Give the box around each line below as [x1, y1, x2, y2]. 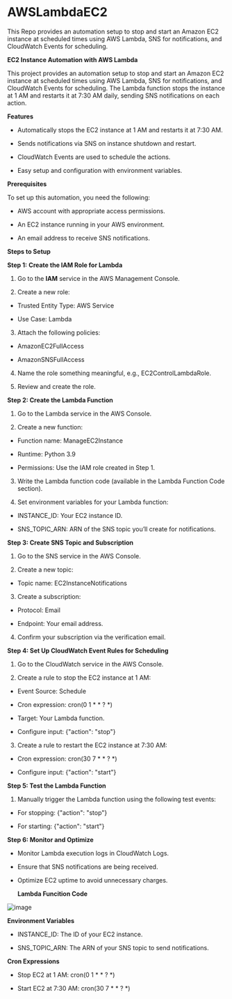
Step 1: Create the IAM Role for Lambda [7, 261, 123, 269]
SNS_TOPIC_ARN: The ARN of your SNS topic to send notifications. [17, 943, 210, 952]
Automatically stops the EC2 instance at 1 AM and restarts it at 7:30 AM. [17, 125, 224, 134]
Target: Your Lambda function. [17, 714, 105, 722]
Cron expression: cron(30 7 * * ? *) [17, 754, 117, 763]
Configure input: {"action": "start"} [17, 768, 117, 776]
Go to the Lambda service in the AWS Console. [17, 409, 152, 418]
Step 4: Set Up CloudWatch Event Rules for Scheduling [7, 646, 169, 655]
